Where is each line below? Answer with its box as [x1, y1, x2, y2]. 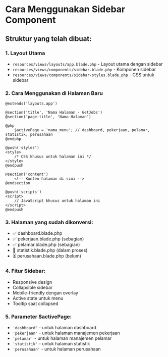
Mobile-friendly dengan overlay [12, 289, 78, 296]
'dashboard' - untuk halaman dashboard [12, 325, 97, 331]
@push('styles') [5, 145, 39, 150]
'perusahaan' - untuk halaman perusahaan [12, 346, 101, 352]
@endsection [5, 181, 30, 186]
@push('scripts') [5, 189, 42, 195]
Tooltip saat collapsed [12, 300, 59, 307]
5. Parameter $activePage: [5, 313, 72, 320]
